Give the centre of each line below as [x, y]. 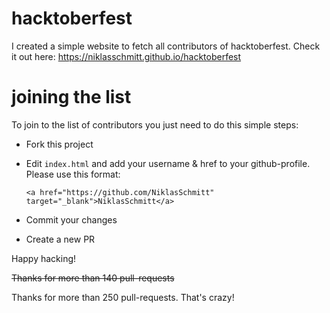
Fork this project [59, 144]
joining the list [71, 97]
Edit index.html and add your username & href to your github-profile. [168, 163]
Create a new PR [60, 239]
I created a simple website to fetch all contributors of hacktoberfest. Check [166, 46]
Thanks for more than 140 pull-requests [93, 278]
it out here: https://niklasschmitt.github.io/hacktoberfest [126, 56]
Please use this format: [73, 174]
